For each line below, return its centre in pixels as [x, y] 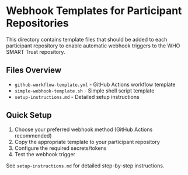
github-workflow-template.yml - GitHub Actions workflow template [95, 84]
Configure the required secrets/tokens [60, 148]
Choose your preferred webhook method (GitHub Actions [83, 129]
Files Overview [34, 71]
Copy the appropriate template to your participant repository [87, 142]
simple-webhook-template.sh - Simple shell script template [84, 90]
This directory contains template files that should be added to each [87, 39]
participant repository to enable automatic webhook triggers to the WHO [93, 46]
